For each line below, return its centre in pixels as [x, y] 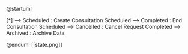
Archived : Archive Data [35, 33]
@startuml [19, 9]
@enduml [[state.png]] [34, 45]
